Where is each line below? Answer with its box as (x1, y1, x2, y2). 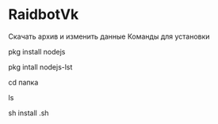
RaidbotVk (8, 6, 79, 24)
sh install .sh (8, 108, 49, 118)
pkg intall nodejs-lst (8, 62, 73, 72)
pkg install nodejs (8, 47, 66, 56)
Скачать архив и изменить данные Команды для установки (8, 32, 210, 41)
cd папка (8, 77, 39, 87)
